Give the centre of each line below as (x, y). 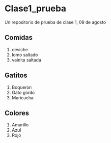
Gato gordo (23, 92)
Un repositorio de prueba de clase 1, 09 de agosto (55, 22)
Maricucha (23, 98)
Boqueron (22, 87)
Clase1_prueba (36, 9)
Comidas (19, 38)
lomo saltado (25, 55)
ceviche (20, 49)
